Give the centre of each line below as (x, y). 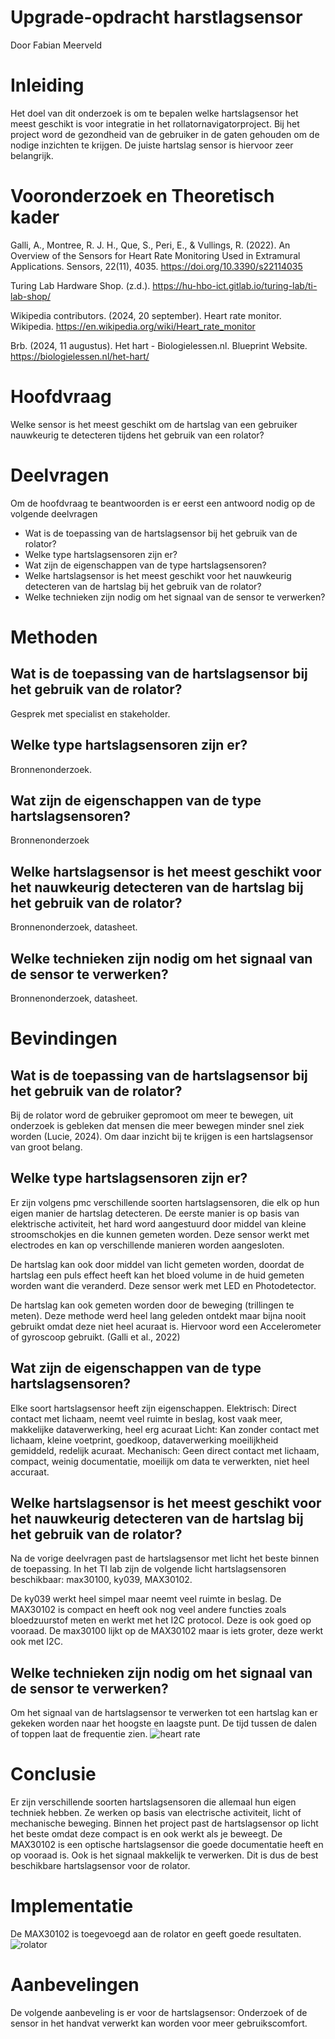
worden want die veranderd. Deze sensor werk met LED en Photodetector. (163, 1285)
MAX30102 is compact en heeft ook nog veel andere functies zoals (148, 1610)
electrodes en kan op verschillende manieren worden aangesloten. (147, 1245)
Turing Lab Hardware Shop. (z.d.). (80, 285)
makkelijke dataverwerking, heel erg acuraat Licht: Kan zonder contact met (165, 1429)
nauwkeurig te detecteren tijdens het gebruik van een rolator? (137, 435)
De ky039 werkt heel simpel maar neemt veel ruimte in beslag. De (146, 1599)
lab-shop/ (30, 296)
